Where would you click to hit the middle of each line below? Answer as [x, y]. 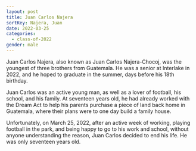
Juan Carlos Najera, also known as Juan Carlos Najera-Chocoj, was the [94, 62]
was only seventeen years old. [43, 141]
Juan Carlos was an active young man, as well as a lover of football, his [94, 92]
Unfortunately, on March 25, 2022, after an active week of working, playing [98, 122]
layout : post [22, 12]
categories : [21, 34]
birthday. [17, 80]
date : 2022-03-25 [28, 28]
